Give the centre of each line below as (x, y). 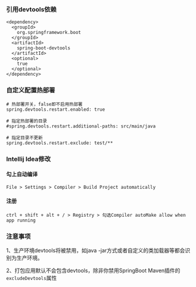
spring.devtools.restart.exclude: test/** (60, 143)
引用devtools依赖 (31, 9)
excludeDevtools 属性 (32, 278)
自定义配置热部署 (31, 91)
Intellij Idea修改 (28, 159)
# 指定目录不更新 (24, 138)
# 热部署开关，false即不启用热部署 (44, 104)
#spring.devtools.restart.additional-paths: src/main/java (81, 126)
